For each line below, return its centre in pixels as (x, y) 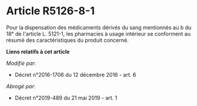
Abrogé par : (21, 86)
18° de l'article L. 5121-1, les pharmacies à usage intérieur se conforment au (99, 33)
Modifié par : (21, 63)
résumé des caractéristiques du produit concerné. (67, 40)
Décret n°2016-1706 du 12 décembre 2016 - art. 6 (75, 74)
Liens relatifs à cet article (38, 51)
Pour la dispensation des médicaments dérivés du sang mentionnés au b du (99, 27)
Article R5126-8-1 (50, 11)
